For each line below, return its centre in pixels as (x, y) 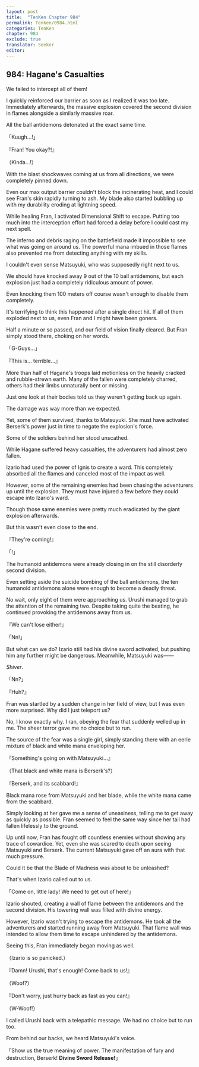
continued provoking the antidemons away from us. (69, 612)
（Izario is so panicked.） (37, 958)
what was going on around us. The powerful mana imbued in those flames (97, 246)
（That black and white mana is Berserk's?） (61, 771)
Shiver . (15, 667)
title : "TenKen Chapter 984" (44, 17)
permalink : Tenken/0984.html (42, 23)
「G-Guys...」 (23, 348)
